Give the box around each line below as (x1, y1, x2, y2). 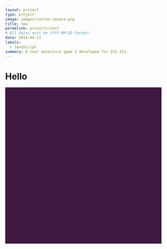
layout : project (5, 7, 39, 12)
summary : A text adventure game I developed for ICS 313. (5, 49, 128, 54)
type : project (5, 12, 35, 17)
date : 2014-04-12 (5, 35, 41, 40)
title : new (5, 21, 28, 26)
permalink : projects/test (5, 26, 59, 31)
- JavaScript (9, 44, 37, 49)
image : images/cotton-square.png (5, 16, 75, 21)
